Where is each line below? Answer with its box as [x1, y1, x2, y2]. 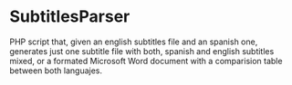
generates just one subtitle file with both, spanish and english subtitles [9, 45, 275, 56]
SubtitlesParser [9, 6, 130, 27]
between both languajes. [9, 65, 103, 76]
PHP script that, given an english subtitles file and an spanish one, [9, 36, 258, 47]
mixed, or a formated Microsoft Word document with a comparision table [9, 55, 283, 66]
